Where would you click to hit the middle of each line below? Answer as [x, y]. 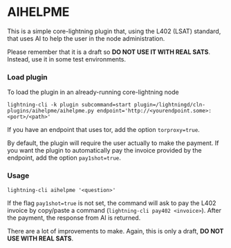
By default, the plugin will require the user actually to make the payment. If [113, 143]
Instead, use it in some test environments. [67, 59]
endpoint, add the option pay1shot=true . [64, 158]
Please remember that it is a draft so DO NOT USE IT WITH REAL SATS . [109, 52]
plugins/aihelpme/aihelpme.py [51, 111]
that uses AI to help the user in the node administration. [86, 38]
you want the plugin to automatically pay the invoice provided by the [104, 151]
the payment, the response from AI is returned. [74, 218]
